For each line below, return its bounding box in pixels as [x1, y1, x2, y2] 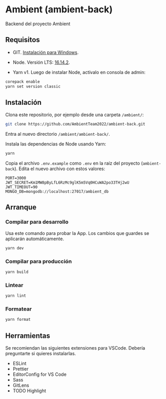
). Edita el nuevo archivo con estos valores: [14, 166, 106, 172]
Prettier [12, 366, 29, 372]
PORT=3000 [5, 176, 27, 181]
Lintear [5, 281, 24, 288]
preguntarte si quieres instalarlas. [5, 350, 76, 356]
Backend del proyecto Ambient [5, 21, 71, 27]
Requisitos [5, 35, 40, 44]
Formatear [5, 305, 32, 312]
